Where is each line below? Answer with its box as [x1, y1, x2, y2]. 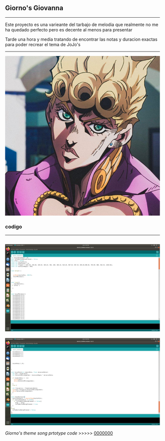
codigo [5, 223, 22, 230]
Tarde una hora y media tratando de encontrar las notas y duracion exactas [5, 36, 158, 42]
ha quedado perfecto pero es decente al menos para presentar [5, 27, 133, 32]
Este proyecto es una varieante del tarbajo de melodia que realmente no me [5, 22, 159, 28]
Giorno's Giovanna [5, 4, 64, 12]
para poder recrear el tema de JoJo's [5, 41, 81, 47]
